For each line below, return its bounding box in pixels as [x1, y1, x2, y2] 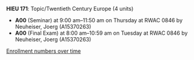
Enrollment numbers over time [6, 47, 81, 55]
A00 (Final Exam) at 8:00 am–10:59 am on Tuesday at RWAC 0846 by [14, 29, 188, 37]
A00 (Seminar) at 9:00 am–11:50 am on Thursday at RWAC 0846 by [14, 17, 183, 23]
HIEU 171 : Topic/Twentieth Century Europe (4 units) [6, 5, 134, 12]
